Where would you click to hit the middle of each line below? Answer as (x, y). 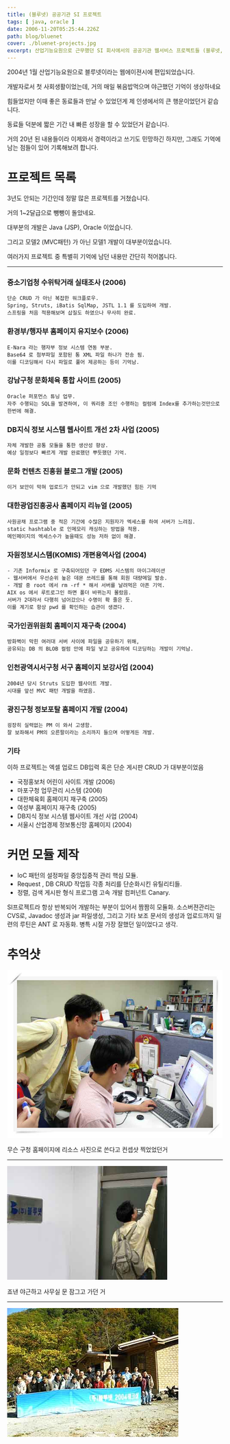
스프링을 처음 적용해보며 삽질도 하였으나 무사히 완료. (72, 313)
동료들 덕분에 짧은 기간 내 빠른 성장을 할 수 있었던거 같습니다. (88, 124)
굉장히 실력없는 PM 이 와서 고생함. (50, 725)
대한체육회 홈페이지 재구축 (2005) (62, 799)
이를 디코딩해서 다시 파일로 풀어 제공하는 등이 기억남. (73, 362)
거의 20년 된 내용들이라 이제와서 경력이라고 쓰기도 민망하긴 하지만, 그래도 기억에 (114, 139)
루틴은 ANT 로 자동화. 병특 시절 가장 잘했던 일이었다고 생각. (99, 924)
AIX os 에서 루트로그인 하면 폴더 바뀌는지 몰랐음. (69, 593)
